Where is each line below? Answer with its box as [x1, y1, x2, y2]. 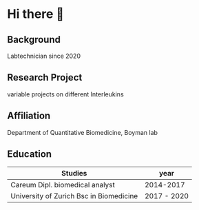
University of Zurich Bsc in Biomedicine [10, 191, 138, 201]
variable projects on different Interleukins [7, 90, 124, 98]
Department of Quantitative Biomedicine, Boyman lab [7, 128, 158, 136]
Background [7, 34, 61, 45]
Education [7, 148, 52, 160]
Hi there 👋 [7, 6, 64, 22]
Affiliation [7, 110, 51, 122]
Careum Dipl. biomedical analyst [10, 180, 115, 190]
